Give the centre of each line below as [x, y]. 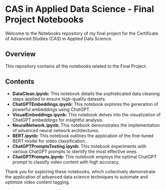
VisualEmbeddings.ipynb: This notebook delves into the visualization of [86, 114]
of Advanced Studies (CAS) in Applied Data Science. [59, 39]
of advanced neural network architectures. [56, 130]
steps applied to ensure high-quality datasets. [59, 99]
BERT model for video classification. [49, 141]
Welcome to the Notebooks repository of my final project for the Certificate [82, 33]
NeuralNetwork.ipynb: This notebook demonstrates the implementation [86, 125]
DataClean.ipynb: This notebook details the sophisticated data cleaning [86, 94]
